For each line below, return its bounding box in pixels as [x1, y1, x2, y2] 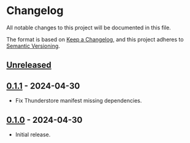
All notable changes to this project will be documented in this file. [6, 24, 172, 31]
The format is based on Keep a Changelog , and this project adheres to [6, 35, 184, 43]
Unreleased [6, 60, 52, 70]
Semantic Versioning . [6, 42, 60, 50]
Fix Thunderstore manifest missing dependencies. [15, 97, 142, 105]
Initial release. [15, 131, 51, 138]
